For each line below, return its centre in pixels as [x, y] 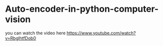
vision [18, 19]
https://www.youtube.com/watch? [101, 33]
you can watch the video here [35, 33]
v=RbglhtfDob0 [20, 38]
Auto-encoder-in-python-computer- [82, 9]
